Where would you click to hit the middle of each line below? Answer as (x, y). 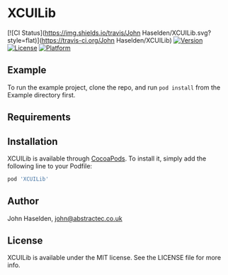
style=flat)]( (25, 40)
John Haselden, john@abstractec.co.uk (65, 218)
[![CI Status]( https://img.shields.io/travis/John (74, 33)
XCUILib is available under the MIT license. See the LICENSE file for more (114, 258)
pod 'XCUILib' (28, 179)
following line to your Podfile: (50, 166)
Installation (33, 141)
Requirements (39, 118)
